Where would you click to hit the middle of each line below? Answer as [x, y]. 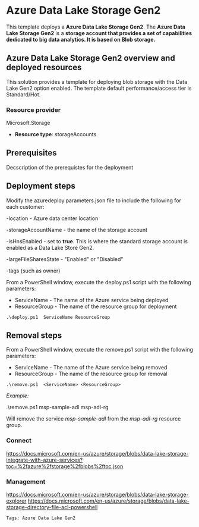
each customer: [25, 206]
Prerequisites [31, 153]
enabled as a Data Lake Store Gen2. [50, 247]
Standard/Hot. [23, 94]
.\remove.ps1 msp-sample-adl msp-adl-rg [57, 407]
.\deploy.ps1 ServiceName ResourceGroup [58, 317]
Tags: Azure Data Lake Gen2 [41, 518]
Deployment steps [41, 186]
